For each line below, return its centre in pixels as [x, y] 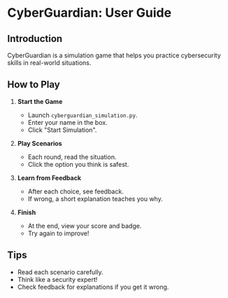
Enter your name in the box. [67, 122]
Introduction [35, 39]
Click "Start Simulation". [62, 130]
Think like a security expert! [57, 279]
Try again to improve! [58, 233]
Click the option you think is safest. [78, 164]
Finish [27, 212]
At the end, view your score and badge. [85, 225]
